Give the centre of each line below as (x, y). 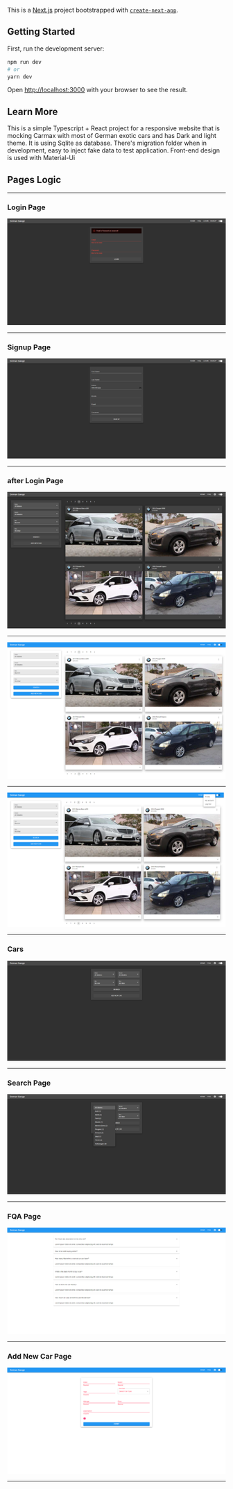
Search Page (29, 1083)
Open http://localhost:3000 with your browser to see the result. (98, 90)
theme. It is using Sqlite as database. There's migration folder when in (107, 143)
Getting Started (41, 32)
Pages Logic (34, 180)
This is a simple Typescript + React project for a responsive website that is (114, 128)
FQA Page (24, 1216)
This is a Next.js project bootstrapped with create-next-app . (93, 10)
